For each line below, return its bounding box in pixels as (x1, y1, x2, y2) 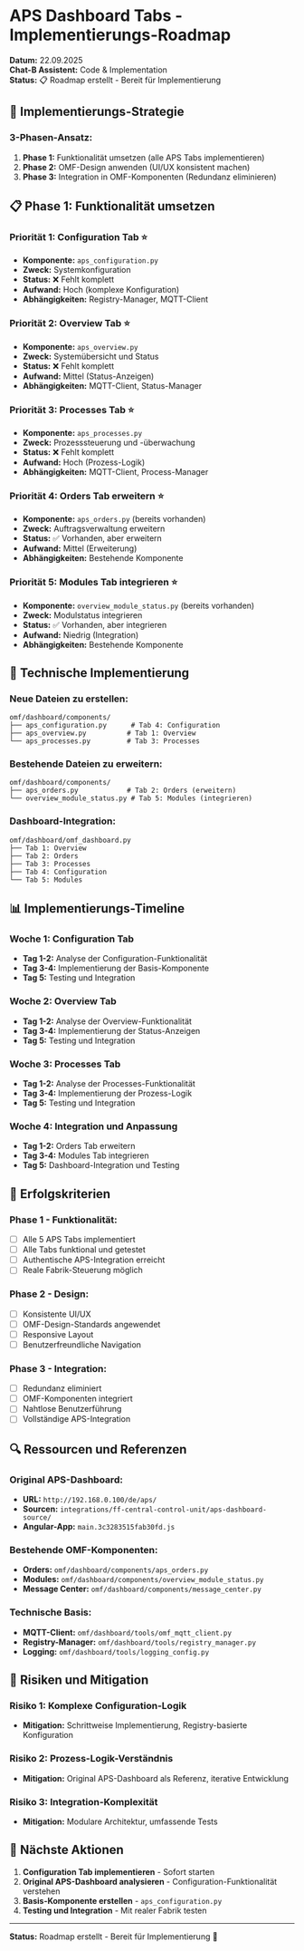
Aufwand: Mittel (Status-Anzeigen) (22, 371, 155, 382)
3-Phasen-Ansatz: (9, 131, 93, 144)
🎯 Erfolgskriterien (9, 1186, 111, 1202)
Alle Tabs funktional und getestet (22, 1244, 147, 1255)
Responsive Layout (22, 1328, 94, 1339)
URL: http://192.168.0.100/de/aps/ (22, 1494, 157, 1505)
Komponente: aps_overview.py (22, 341, 138, 352)
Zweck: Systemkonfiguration (22, 265, 131, 275)
